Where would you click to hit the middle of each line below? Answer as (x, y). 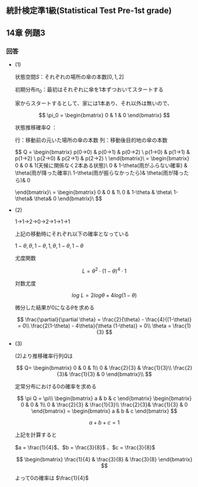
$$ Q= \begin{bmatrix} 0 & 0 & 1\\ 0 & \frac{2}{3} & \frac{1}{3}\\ (94, 367)
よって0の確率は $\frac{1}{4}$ (52, 477)
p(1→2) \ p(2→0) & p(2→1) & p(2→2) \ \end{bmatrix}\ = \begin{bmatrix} (102, 158)
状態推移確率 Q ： (36, 127)
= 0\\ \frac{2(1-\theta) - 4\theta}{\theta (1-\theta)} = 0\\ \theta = (95, 326)
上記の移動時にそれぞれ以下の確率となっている (72, 233)
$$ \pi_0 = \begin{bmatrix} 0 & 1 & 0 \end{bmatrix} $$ (104, 115)
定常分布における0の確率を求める (56, 386)
